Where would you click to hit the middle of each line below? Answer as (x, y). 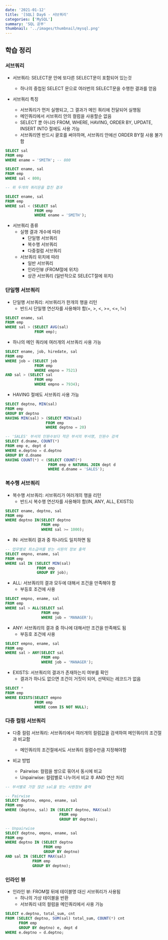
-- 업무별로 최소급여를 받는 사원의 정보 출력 (45, 549)
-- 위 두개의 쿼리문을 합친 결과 (34, 188)
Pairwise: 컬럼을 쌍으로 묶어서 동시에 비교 (61, 771)
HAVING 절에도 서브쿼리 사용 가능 (46, 395)
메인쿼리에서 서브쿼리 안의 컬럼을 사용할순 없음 (66, 116)
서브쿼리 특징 (25, 99)
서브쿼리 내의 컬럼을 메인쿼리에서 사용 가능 (62, 904)
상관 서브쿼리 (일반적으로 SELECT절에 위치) (70, 276)
